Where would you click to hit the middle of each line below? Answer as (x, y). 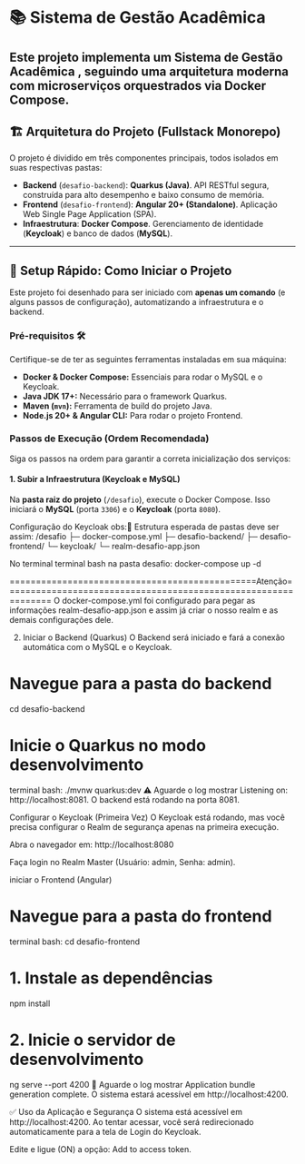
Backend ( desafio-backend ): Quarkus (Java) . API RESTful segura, (146, 185)
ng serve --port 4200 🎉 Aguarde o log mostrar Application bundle (133, 1084)
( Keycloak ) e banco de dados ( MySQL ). (98, 233)
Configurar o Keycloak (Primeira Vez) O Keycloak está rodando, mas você (148, 817)
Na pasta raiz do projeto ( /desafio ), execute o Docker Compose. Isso (140, 499)
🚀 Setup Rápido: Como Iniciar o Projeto (121, 270)
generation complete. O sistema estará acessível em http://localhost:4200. (149, 1094)
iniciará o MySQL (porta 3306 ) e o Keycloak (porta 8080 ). (115, 509)
